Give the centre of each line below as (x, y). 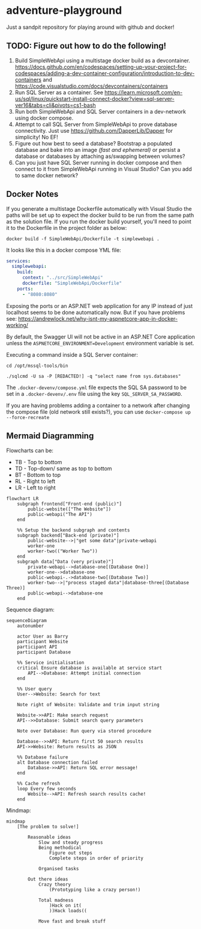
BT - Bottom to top (38, 474)
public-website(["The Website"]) (70, 509)
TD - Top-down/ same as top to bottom (63, 468)
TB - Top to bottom (38, 462)
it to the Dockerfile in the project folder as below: (67, 228)
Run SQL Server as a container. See (59, 92)
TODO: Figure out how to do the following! (86, 46)
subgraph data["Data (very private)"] (65, 561)
